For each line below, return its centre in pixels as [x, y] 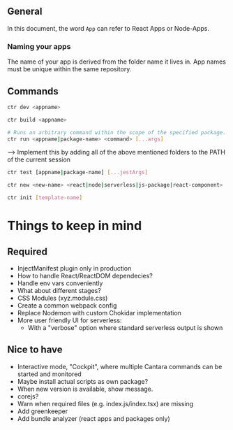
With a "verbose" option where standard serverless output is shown [125, 328]
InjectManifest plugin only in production [74, 268]
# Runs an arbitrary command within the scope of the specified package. [117, 132]
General [25, 12]
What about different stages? [59, 291]
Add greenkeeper [43, 411]
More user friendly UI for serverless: [69, 320]
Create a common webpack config [67, 306]
